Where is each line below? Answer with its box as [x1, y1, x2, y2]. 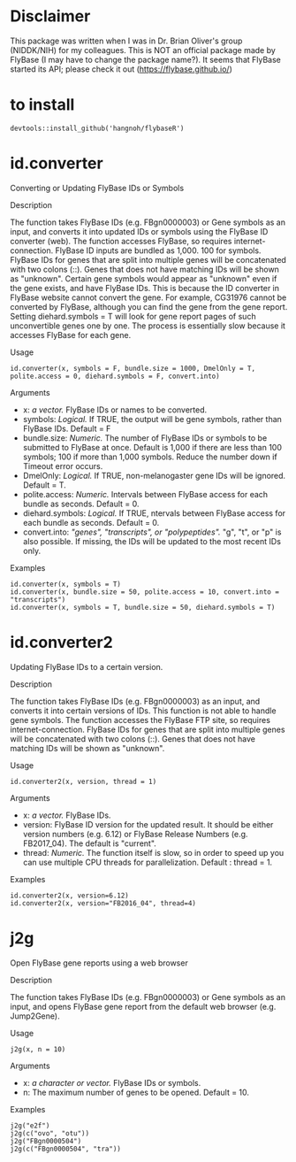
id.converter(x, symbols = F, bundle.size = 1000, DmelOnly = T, [10, 364, 255, 373]
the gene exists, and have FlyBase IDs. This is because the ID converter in [10, 282, 280, 293]
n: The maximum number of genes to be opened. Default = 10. [22, 1087, 250, 1097]
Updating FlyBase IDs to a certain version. [10, 661, 163, 672]
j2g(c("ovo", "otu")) [10, 1128, 90, 1138]
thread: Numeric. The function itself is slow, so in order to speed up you [22, 847, 285, 858]
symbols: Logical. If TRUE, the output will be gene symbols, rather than [22, 413, 282, 424]
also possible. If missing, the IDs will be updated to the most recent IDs [22, 535, 282, 546]
